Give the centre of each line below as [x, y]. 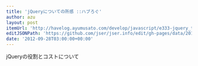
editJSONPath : [24, 34]
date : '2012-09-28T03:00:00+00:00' [50, 39]
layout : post [22, 22]
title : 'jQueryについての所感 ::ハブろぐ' [54, 11]
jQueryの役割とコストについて [43, 56]
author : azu [21, 17]
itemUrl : [17, 28]
